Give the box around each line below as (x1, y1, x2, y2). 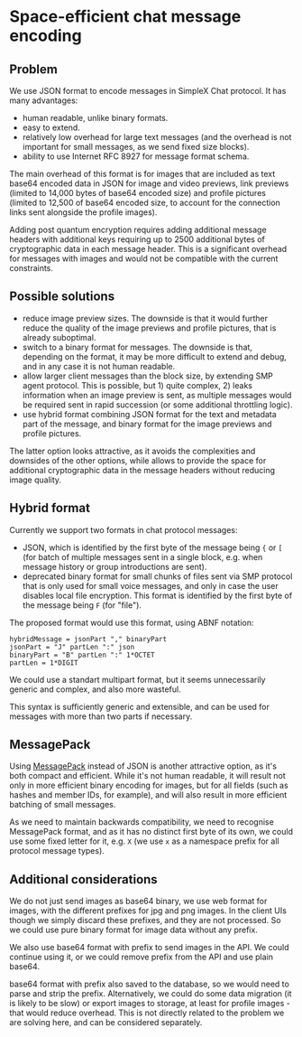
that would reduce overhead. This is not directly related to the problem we (9, 1007, 285, 1018)
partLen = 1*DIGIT (9, 658, 78, 668)
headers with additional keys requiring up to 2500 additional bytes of (9, 234, 266, 245)
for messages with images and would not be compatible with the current (9, 253, 279, 264)
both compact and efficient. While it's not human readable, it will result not (9, 771, 286, 781)
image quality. (9, 474, 61, 485)
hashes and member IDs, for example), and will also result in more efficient (9, 789, 288, 800)
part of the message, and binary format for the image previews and (22, 418, 272, 429)
